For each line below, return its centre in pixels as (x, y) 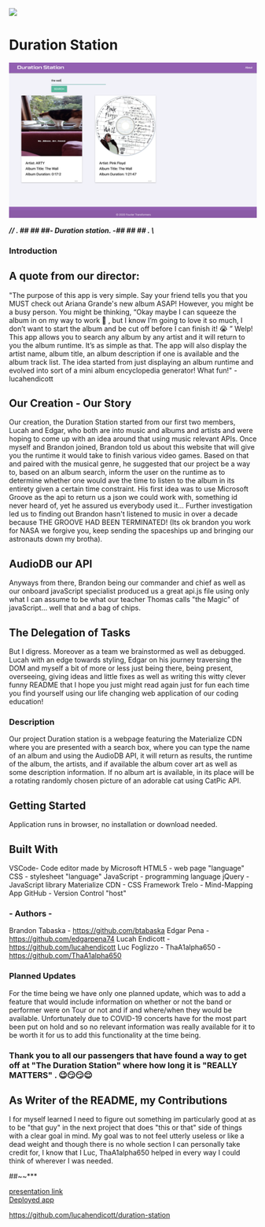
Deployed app (31, 1200)
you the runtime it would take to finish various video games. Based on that (129, 456)
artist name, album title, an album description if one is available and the (124, 354)
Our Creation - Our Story (70, 404)
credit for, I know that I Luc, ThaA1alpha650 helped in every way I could (125, 1153)
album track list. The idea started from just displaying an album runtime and (131, 362)
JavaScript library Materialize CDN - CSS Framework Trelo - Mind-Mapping (131, 885)
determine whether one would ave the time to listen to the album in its (122, 481)
